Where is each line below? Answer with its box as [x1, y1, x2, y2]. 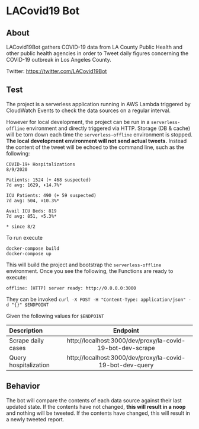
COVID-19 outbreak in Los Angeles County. [6, 56, 111, 63]
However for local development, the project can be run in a [6, 118, 150, 125]
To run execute [6, 234, 43, 241]
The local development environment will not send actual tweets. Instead [6, 137, 187, 144]
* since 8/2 [6, 224, 36, 230]
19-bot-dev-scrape [97, 344, 155, 352]
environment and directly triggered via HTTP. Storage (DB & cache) [26, 125, 191, 132]
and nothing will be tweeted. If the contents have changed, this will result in [6, 409, 191, 417]
